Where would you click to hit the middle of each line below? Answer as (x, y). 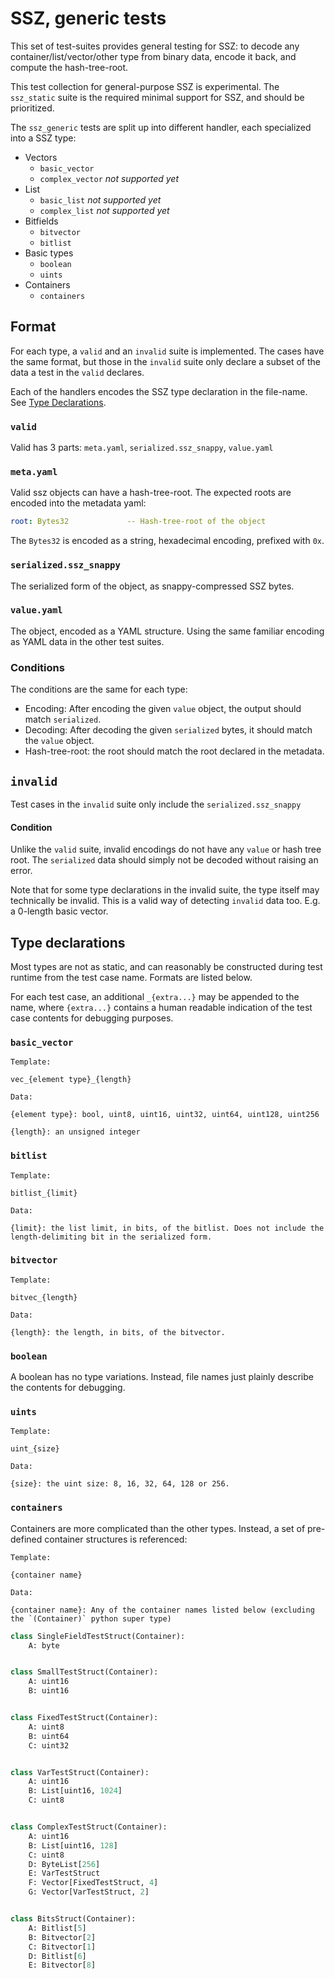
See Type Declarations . (58, 402)
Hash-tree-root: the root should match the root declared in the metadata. (174, 751)
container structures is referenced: (116, 1539)
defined (26, 1539)
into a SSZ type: (43, 138)
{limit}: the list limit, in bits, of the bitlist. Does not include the (167, 1228)
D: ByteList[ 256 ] (64, 1864)
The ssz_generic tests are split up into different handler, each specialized (161, 127)
